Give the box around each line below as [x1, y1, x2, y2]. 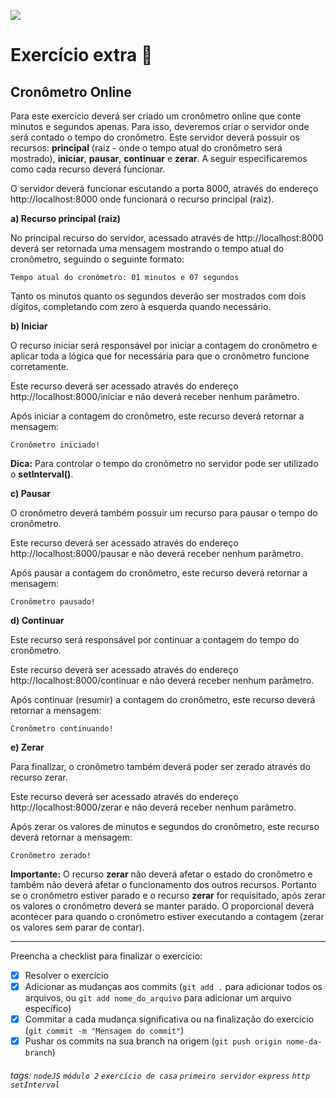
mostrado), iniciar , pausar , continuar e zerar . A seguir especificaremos [10, 153, 308, 164]
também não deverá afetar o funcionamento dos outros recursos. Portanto [10, 879, 317, 890]
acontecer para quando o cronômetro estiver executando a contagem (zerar [10, 911, 325, 922]
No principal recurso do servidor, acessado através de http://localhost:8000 [10, 232, 324, 244]
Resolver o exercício [24, 970, 109, 981]
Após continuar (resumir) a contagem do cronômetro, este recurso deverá [10, 694, 316, 705]
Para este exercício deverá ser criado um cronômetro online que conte [10, 110, 302, 122]
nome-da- [286, 1037, 323, 1047]
